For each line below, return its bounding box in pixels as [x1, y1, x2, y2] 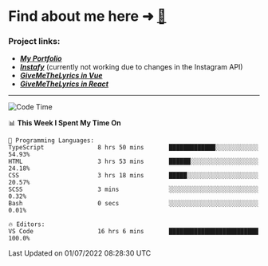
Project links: [8, 36, 61, 47]
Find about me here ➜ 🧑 [8, 7, 167, 26]
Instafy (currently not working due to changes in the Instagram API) [19, 62, 243, 72]
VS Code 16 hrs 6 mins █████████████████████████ [8, 228, 259, 236]
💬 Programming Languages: [8, 137, 94, 145]
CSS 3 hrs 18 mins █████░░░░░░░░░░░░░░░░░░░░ [8, 172, 259, 180]
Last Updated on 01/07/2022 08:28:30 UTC [8, 248, 152, 258]
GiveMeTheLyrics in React [19, 79, 109, 89]
